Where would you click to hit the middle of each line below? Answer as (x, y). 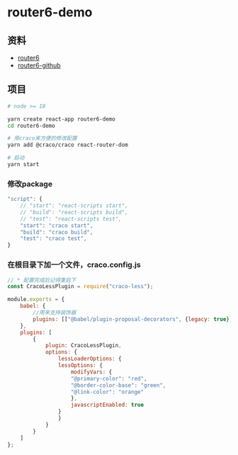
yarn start (23, 165)
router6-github (39, 65)
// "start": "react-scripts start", (74, 206)
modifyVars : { (91, 372)
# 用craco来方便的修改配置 (42, 138)
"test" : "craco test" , (53, 239)
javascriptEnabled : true (107, 405)
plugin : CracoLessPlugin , (83, 346)
